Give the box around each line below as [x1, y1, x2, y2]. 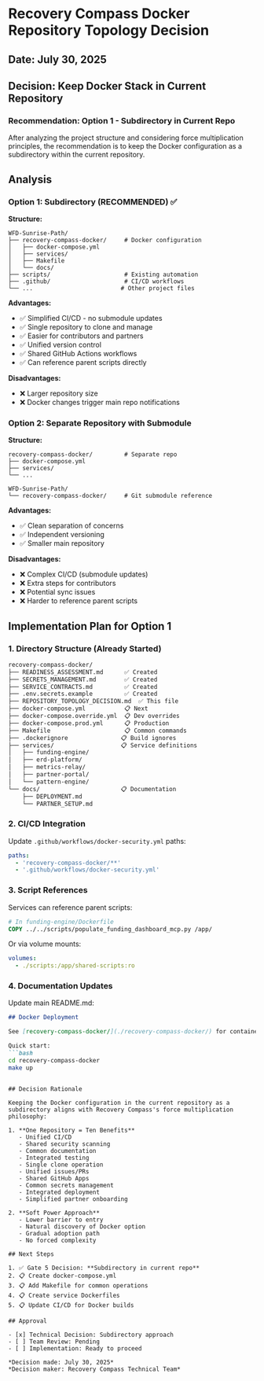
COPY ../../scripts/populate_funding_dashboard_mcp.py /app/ [8, 925, 213, 933]
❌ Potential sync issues [19, 587, 96, 597]
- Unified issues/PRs [18, 1167, 90, 1176]
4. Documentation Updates [8, 981, 113, 992]
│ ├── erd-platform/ [8, 756, 82, 764]
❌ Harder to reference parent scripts [19, 596, 138, 606]
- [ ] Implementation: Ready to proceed [8, 1344, 143, 1353]
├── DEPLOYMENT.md [22, 792, 82, 801]
